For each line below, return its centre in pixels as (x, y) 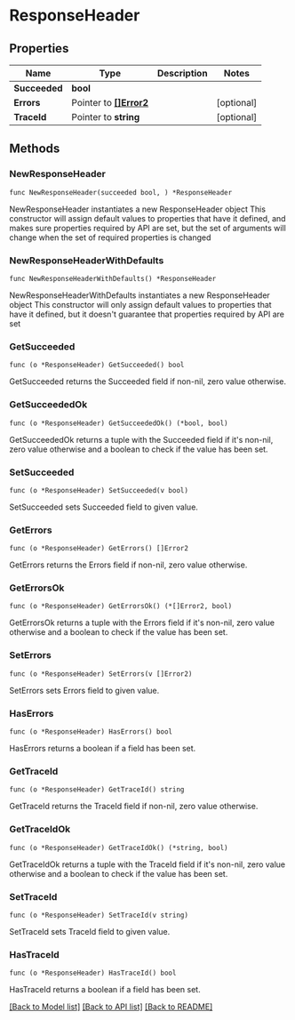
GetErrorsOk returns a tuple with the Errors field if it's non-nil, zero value (142, 622)
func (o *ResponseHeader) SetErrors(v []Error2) (101, 674)
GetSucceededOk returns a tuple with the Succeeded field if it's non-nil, (141, 439)
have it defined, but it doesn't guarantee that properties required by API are (147, 314)
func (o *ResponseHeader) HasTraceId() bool (93, 973)
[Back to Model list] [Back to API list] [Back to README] (111, 1007)
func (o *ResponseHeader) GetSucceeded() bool (97, 365)
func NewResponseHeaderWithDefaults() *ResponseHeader (113, 278)
